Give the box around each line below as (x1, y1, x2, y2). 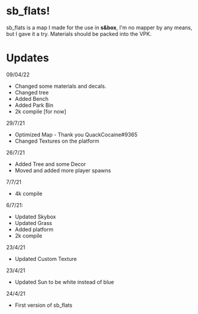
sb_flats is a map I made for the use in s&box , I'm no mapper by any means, (6, 24, 193, 31)
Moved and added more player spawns (14, 167, 112, 174)
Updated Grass (14, 219, 52, 226)
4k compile (14, 190, 43, 197)
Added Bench (14, 95, 49, 102)
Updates (6, 51, 49, 65)
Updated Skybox (14, 213, 57, 220)
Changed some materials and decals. (14, 82, 107, 90)
